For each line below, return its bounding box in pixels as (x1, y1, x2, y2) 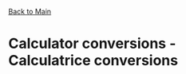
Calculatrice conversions (8, 52, 178, 70)
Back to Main (8, 7, 52, 16)
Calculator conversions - (8, 35, 176, 53)
